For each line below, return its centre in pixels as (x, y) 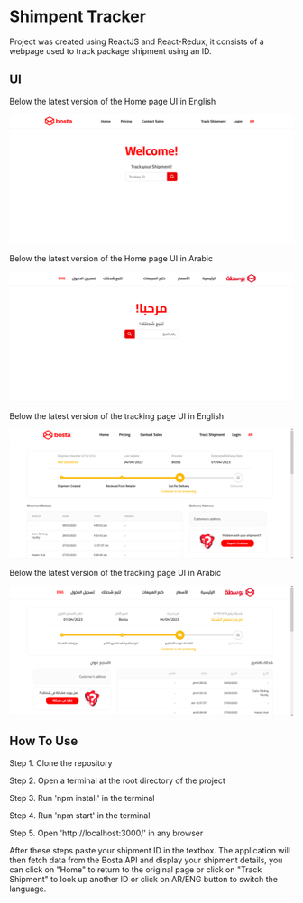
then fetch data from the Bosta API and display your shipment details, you (146, 860)
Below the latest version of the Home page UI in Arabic (111, 259)
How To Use (44, 741)
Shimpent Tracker (78, 17)
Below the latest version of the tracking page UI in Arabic (115, 573)
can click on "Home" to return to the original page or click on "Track (136, 869)
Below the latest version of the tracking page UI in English (117, 416)
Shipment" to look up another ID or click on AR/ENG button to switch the (143, 879)
